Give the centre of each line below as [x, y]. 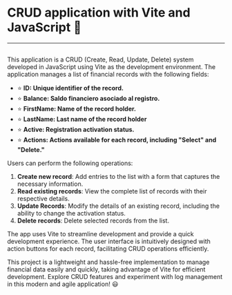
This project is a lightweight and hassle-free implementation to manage [108, 262]
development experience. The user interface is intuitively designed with [109, 241]
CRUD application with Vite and [99, 13]
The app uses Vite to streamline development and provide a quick [101, 234]
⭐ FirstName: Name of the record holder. [77, 109]
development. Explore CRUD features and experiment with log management [115, 277]
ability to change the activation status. [71, 213]
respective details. [43, 199]
